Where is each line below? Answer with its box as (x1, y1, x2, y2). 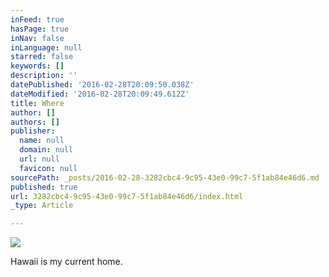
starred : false (10, 52, 74, 62)
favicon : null (19, 163, 78, 173)
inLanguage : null (10, 42, 83, 53)
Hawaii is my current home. (10, 256, 123, 268)
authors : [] (10, 117, 60, 127)
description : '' (10, 71, 78, 81)
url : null (19, 154, 60, 164)
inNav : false (10, 33, 65, 43)
